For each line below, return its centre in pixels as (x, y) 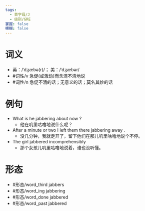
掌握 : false (17, 24)
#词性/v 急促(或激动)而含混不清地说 (49, 76)
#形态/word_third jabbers (38, 184)
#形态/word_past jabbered (39, 203)
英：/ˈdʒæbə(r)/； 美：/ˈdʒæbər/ (46, 70)
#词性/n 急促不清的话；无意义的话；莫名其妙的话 (62, 82)
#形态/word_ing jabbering (39, 190)
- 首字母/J (20, 15)
